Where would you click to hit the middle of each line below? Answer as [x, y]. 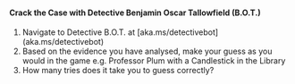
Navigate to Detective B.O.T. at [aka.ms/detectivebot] [120, 32]
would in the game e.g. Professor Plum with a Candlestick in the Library [154, 61]
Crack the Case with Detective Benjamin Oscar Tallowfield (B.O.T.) [135, 13]
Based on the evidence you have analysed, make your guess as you [147, 51]
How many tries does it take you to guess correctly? [118, 71]
